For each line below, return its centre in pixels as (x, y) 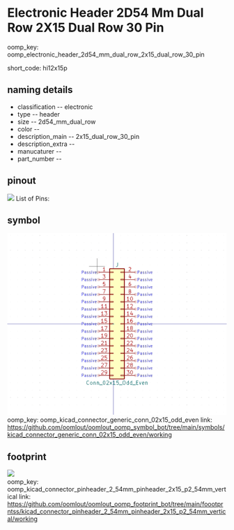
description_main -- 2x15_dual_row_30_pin (78, 136)
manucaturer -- (39, 151)
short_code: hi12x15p (37, 68)
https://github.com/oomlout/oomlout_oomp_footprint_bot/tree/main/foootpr (115, 503)
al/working (23, 519)
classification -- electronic (55, 107)
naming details (40, 90)
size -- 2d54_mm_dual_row (56, 122)
